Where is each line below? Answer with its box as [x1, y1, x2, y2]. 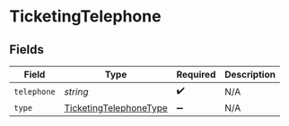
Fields [9, 42, 45, 57]
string [64, 85, 89, 97]
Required [176, 69, 216, 80]
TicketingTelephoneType [64, 102, 168, 113]
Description [223, 69, 276, 80]
